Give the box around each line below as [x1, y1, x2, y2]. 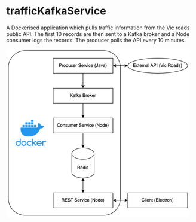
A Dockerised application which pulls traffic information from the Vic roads [6, 24, 190, 31]
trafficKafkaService [6, 4, 106, 18]
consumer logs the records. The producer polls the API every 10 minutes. [6, 37, 186, 44]
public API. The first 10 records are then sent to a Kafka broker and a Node [6, 30, 190, 37]
